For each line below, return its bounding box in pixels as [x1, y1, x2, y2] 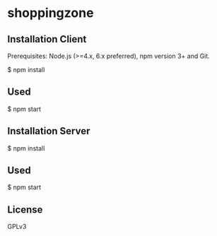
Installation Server [7, 125, 90, 137]
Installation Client [7, 33, 87, 45]
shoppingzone [7, 5, 94, 21]
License [7, 203, 43, 216]
